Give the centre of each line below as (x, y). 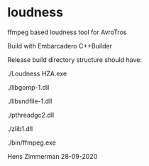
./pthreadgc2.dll (31, 115)
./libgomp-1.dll (28, 87)
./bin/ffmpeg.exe (32, 142)
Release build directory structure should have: (74, 59)
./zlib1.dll (20, 128)
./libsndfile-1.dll (30, 101)
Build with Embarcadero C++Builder (60, 46)
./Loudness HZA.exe (37, 73)
